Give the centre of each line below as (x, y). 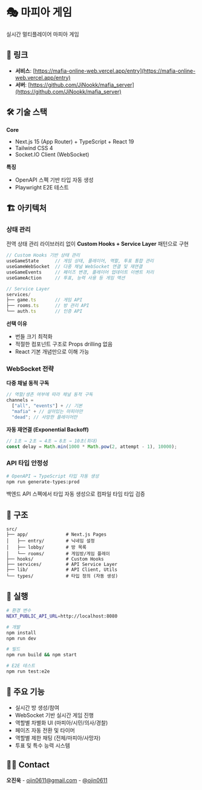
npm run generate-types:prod (43, 482)
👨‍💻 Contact (28, 765)
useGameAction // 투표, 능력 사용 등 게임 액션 (66, 278)
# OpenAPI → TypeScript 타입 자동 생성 (53, 476)
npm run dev (21, 638)
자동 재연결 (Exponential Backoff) (48, 429)
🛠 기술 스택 (27, 112)
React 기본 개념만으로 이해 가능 (52, 351)
